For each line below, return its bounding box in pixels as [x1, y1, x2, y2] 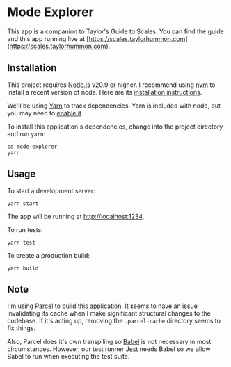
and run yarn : [7, 129, 46, 138]
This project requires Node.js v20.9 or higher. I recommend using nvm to [7, 81, 216, 89]
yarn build [7, 265, 39, 272]
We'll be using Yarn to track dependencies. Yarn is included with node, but [7, 101, 221, 110]
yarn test [7, 239, 36, 246]
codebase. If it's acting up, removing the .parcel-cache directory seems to [7, 317, 221, 325]
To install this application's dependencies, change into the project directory [7, 122, 223, 131]
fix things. [7, 324, 36, 332]
